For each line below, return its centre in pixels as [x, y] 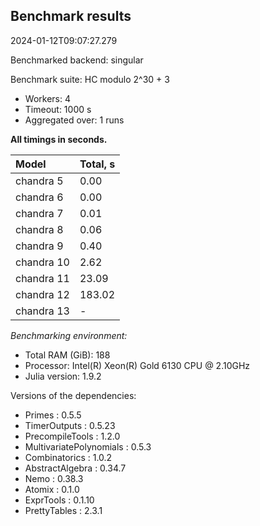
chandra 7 [39, 213]
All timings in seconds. [59, 139]
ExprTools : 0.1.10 [59, 500]
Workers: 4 [47, 98]
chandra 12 [42, 294]
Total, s [97, 164]
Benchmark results [71, 16]
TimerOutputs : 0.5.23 [70, 425]
